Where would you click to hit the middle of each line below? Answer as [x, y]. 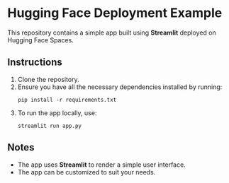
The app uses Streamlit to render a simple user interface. [101, 165]
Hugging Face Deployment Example [115, 13]
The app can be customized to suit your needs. [86, 172]
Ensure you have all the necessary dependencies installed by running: [120, 87]
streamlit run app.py [49, 126]
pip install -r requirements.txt [67, 100]
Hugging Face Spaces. [41, 40]
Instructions [35, 63]
